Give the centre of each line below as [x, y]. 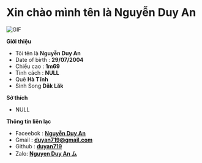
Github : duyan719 [39, 146]
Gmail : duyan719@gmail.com [54, 140]
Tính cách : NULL [37, 72]
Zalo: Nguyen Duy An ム [46, 153]
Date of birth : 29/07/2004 [49, 59]
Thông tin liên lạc [29, 121]
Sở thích [17, 97]
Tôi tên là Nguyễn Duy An [48, 53]
